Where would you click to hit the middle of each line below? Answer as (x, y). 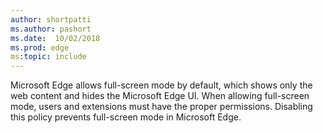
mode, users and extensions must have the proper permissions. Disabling (161, 107)
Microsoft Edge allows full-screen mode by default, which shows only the (161, 85)
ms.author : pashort (51, 29)
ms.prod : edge (40, 47)
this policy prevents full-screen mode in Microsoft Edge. (126, 117)
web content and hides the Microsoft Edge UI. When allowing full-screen (160, 96)
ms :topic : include (48, 57)
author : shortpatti (51, 19)
